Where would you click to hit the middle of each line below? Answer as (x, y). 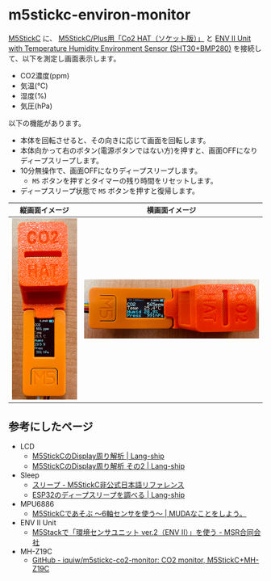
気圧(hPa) (36, 106)
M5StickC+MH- (233, 560)
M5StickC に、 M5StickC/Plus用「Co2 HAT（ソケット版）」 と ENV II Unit (130, 38)
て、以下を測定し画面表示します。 (65, 58)
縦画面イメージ (45, 210)
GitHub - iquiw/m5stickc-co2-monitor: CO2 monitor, (119, 560)
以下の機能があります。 (47, 123)
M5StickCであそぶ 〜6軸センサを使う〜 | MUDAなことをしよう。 (139, 514)
